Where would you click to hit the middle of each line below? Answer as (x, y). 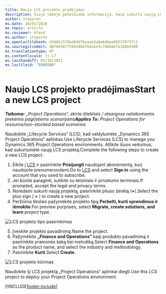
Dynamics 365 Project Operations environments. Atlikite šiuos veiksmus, (79, 145)
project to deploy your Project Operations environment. (61, 277)
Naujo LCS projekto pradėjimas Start (80, 89)
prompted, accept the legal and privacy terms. (60, 186)
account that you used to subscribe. (49, 175)
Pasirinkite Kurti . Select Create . (44, 252)
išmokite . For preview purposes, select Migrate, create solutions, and (83, 207)
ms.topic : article (24, 28)
